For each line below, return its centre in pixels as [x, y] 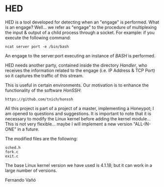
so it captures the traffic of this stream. [44, 75]
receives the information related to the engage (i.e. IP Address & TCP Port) [80, 70]
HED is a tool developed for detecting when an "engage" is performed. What [82, 22]
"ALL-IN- [142, 124]
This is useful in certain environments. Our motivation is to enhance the [77, 85]
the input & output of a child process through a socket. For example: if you [80, 32]
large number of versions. [31, 170]
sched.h [13, 147]
